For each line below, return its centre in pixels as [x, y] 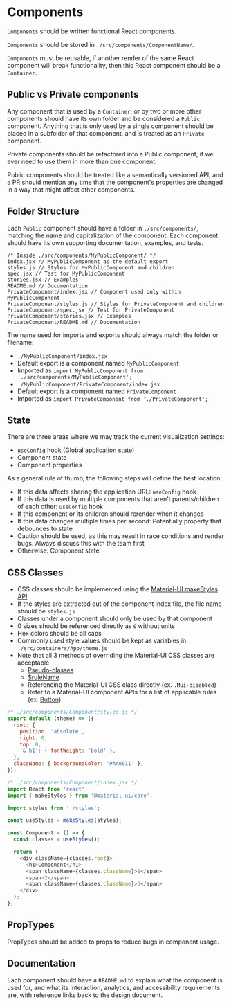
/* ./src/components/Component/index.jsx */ [72, 782]
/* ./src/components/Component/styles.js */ [72, 712]
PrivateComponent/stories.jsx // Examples [69, 316]
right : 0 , [34, 738]
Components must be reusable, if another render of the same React [101, 58]
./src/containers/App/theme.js [62, 649]
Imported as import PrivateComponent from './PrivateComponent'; [113, 398]
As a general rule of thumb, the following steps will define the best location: [115, 478]
